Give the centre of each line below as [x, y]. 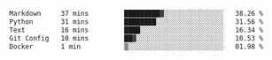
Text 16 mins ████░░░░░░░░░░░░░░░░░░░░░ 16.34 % [136, 30]
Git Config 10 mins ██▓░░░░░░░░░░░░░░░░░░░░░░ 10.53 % [136, 38]
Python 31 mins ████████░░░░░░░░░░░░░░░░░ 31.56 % [136, 22]
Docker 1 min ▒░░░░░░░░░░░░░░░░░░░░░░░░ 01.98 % [136, 46]
